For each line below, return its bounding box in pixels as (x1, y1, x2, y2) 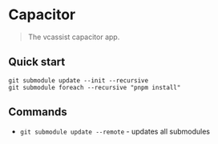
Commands (8, 106, 68, 119)
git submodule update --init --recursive (8, 76, 149, 85)
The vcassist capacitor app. (27, 32, 120, 42)
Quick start (8, 55, 66, 69)
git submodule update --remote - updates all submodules (19, 126, 211, 136)
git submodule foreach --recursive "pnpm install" (8, 83, 181, 91)
